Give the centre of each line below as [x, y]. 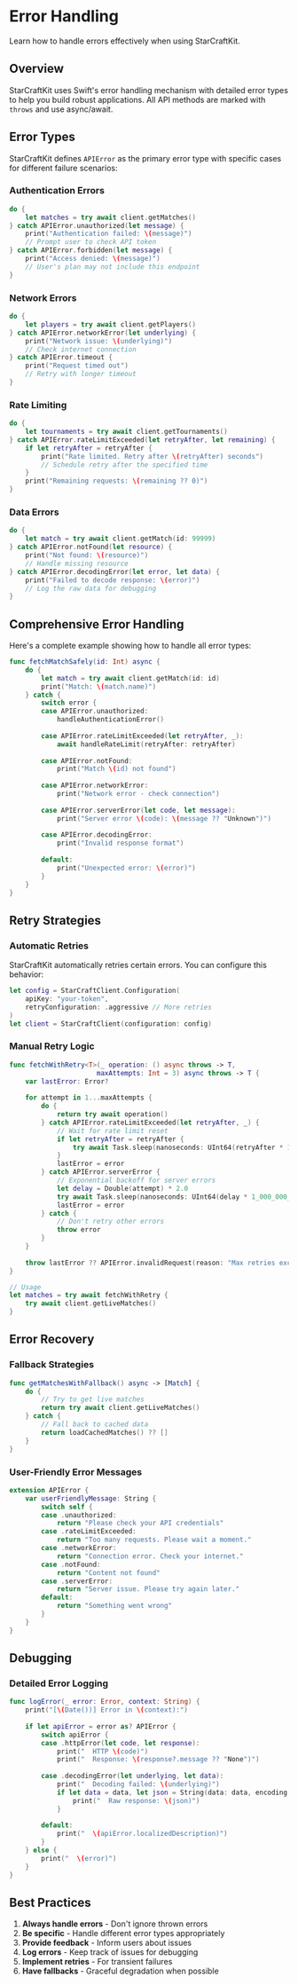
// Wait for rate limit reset [112, 1130]
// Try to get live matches [93, 1399]
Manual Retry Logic [52, 1046]
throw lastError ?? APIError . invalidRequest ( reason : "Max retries [150, 1263]
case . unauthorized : [79, 1515]
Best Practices [50, 1902]
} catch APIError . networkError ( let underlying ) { [103, 333]
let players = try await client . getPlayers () [111, 324]
